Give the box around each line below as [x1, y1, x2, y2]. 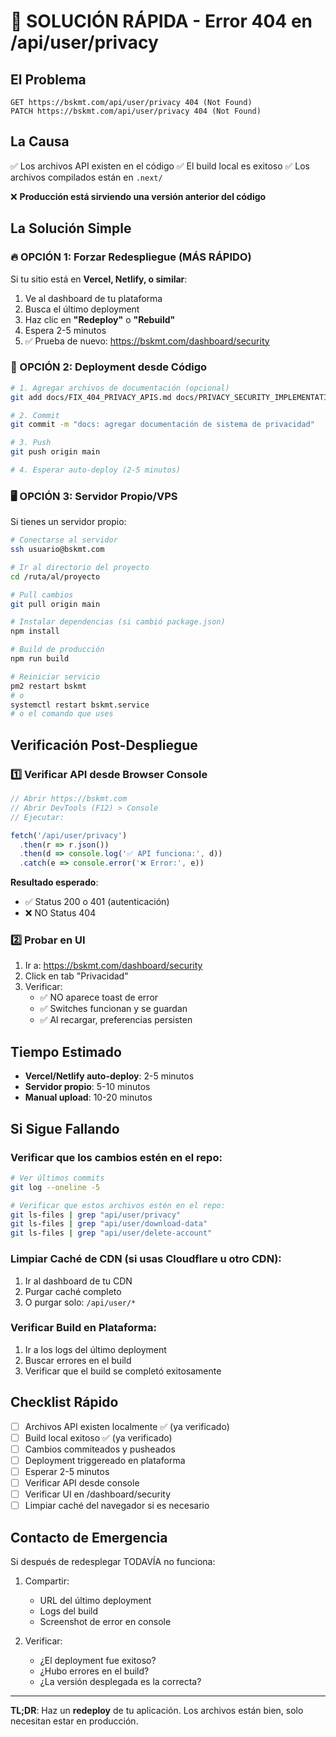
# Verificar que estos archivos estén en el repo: [10, 1200, 226, 1210]
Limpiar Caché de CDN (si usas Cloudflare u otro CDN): [10, 1252, 282, 1266]
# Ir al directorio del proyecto [10, 562, 150, 572]
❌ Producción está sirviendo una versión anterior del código [10, 190, 267, 202]
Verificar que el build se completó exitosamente [24, 1365, 222, 1377]
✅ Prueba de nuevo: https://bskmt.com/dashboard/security [24, 335, 270, 347]
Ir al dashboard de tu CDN [24, 1275, 133, 1287]
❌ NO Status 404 [24, 907, 97, 919]
